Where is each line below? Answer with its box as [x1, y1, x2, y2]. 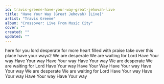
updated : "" [5, 34, 29, 39]
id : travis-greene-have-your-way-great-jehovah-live [5, 7, 115, 12]
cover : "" [5, 25, 25, 30]
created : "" [5, 30, 29, 34]
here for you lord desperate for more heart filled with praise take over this [5, 47, 153, 53]
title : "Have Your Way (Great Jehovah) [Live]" [5, 12, 104, 17]
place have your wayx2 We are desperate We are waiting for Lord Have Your [5, 52, 159, 58]
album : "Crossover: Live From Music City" [5, 20, 93, 26]
